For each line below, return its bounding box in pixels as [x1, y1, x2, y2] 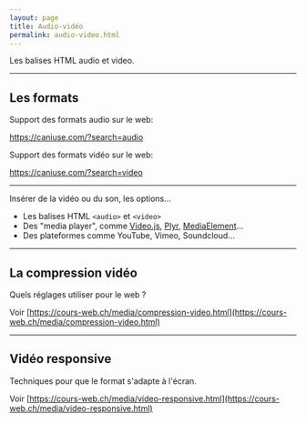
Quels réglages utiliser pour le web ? [9, 289, 147, 300]
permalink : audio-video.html [9, 30, 120, 39]
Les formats [9, 90, 79, 106]
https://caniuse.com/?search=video [9, 167, 143, 178]
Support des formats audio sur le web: [9, 115, 154, 126]
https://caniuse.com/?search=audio [9, 132, 144, 143]
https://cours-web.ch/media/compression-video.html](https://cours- [29, 307, 288, 317]
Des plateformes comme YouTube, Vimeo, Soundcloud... [22, 230, 235, 241]
